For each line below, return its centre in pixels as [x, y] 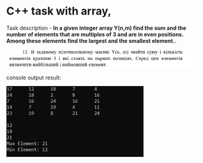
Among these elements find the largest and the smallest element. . [91, 41]
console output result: [34, 78]
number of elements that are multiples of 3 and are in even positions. [95, 34]
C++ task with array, [59, 11]
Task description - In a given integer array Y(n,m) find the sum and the [96, 28]
